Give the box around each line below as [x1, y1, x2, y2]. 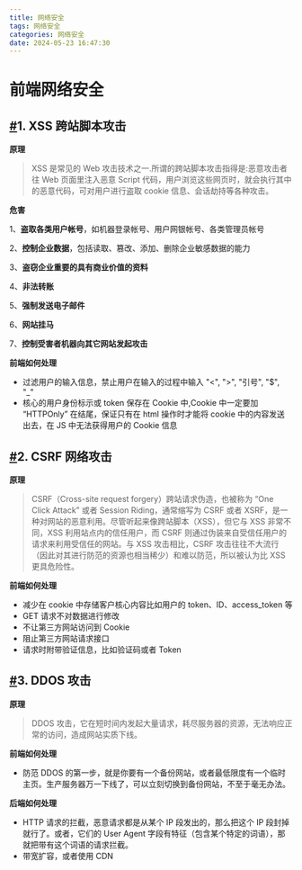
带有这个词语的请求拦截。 [38, 839, 133, 850]
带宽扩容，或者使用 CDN [22, 850, 114, 861]
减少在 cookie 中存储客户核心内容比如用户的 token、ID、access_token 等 [22, 599, 293, 610]
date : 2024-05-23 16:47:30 [9, 38, 111, 48]
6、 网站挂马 [9, 319, 54, 330]
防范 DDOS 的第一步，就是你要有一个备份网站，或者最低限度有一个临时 [22, 767, 286, 778]
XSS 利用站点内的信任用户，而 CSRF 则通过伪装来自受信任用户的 [47, 527, 288, 538]
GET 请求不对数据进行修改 [22, 611, 120, 622]
